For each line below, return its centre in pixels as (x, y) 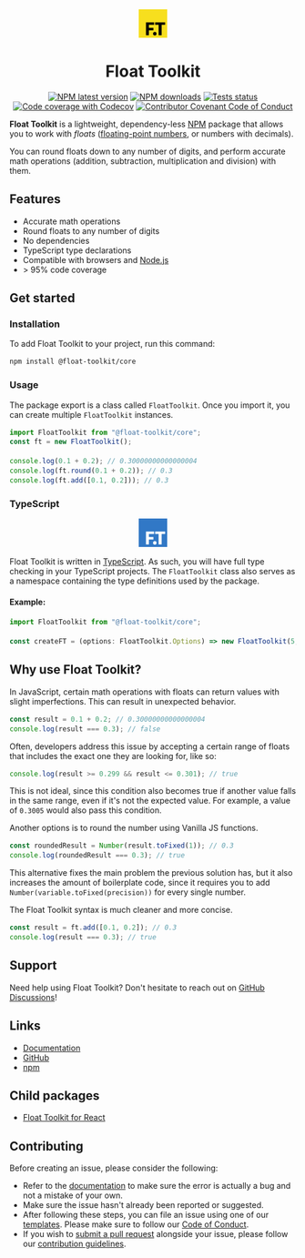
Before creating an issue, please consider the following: (114, 1168)
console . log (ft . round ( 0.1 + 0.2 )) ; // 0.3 (91, 471)
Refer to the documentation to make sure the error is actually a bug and (157, 1186)
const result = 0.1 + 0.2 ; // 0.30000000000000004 (107, 719)
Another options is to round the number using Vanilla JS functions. (134, 828)
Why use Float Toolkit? (76, 670)
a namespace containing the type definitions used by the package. (135, 581)
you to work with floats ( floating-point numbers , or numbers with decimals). (152, 133)
